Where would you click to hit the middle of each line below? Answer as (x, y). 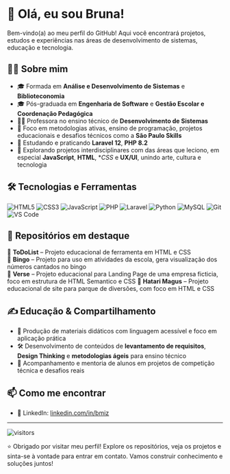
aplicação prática (41, 338)
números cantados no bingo (47, 267)
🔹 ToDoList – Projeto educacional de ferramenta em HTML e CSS (99, 252)
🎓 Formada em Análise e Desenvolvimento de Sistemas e (101, 86)
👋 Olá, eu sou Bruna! (66, 14)
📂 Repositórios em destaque (68, 236)
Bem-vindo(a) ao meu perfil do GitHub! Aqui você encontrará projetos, (106, 33)
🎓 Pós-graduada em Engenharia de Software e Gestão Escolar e (111, 104)
